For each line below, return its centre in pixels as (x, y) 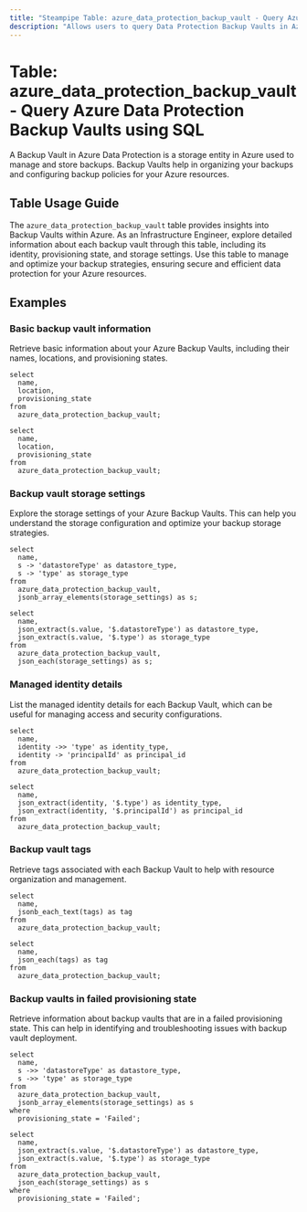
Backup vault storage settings (78, 493)
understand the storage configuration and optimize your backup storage (145, 523)
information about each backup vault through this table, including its (138, 245)
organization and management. (68, 879)
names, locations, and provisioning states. (89, 358)
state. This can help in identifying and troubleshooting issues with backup (148, 1028)
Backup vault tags (50, 849)
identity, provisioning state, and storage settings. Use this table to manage (149, 254)
